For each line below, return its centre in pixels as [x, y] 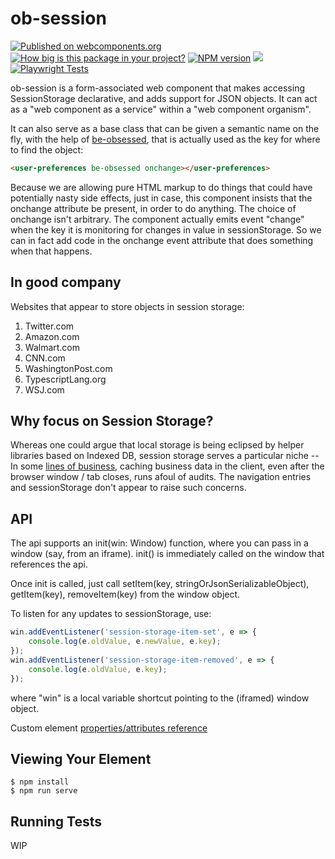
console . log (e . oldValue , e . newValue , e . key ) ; [125, 642]
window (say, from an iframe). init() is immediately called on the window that [167, 554]
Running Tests [56, 821]
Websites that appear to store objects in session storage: [127, 306]
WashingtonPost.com [68, 368]
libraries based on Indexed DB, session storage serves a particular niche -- [165, 456]
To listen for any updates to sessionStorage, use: [111, 614]
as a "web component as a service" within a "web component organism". [161, 109]
